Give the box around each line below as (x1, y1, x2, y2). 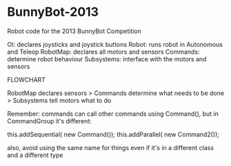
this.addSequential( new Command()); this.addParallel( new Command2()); (7, 130, 219, 138)
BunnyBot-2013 (7, 4, 99, 20)
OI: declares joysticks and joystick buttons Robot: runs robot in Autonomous (7, 40, 223, 48)
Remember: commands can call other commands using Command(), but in (7, 110, 219, 118)
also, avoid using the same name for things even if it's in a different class (7, 143, 214, 152)
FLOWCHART (7, 75, 46, 83)
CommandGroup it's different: (7, 116, 92, 125)
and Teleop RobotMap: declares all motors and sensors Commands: (7, 48, 200, 56)
